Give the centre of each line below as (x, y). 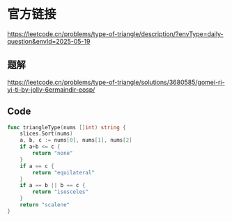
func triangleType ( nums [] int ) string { (67, 127)
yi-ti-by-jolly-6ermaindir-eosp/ (51, 89)
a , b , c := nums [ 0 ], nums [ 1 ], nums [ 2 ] (76, 140)
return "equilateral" (64, 172)
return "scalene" (45, 205)
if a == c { (37, 166)
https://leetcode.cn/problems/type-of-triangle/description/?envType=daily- (116, 34)
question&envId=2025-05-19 (49, 41)
